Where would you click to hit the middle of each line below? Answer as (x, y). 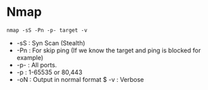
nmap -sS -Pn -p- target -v (47, 30)
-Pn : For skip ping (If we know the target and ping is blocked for (109, 50)
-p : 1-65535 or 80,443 (49, 72)
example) (30, 57)
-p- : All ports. (36, 65)
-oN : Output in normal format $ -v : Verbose (80, 79)
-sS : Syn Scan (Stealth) (51, 43)
